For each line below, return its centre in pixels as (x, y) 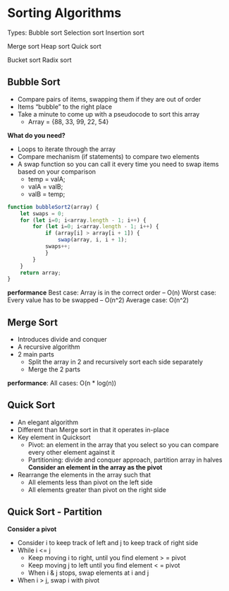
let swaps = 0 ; (42, 213)
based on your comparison (57, 172)
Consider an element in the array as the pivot (95, 467)
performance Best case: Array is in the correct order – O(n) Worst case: (112, 293)
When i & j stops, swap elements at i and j (88, 573)
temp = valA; (47, 179)
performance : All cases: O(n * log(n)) (62, 383)
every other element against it (71, 452)
